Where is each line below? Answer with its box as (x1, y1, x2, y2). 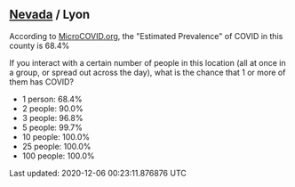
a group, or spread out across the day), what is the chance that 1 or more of (9, 67, 286, 77)
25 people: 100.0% (21, 141, 92, 151)
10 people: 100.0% (21, 131, 91, 142)
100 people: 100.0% (21, 150, 95, 161)
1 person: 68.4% (21, 93, 83, 104)
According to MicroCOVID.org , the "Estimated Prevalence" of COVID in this (9, 30, 283, 41)
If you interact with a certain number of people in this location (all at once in (9, 57, 286, 68)
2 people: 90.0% (21, 102, 84, 114)
